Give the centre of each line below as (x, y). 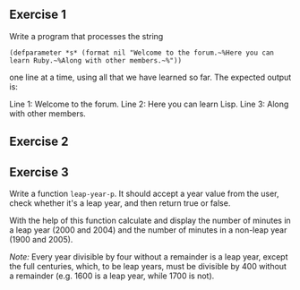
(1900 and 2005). (41, 240)
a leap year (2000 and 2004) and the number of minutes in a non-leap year (148, 230)
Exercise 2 (39, 142)
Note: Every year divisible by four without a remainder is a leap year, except (149, 257)
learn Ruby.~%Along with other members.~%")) (95, 60)
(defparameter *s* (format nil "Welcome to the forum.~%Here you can (142, 53)
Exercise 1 (38, 15)
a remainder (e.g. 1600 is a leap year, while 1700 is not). (112, 276)
